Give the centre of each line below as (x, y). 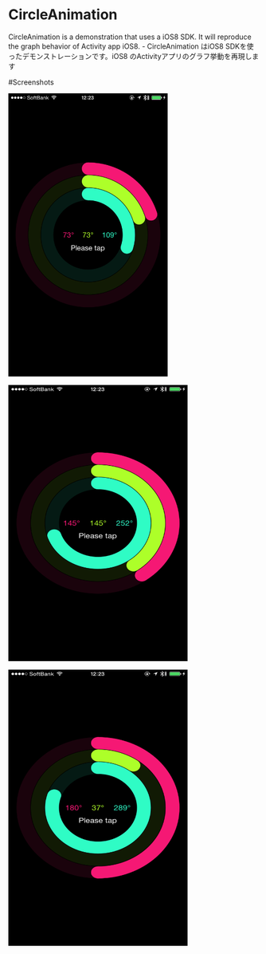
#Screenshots (31, 82)
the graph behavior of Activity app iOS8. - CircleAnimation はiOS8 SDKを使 (131, 46)
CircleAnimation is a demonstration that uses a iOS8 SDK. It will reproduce (130, 37)
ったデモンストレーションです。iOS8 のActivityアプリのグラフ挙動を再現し (130, 56)
